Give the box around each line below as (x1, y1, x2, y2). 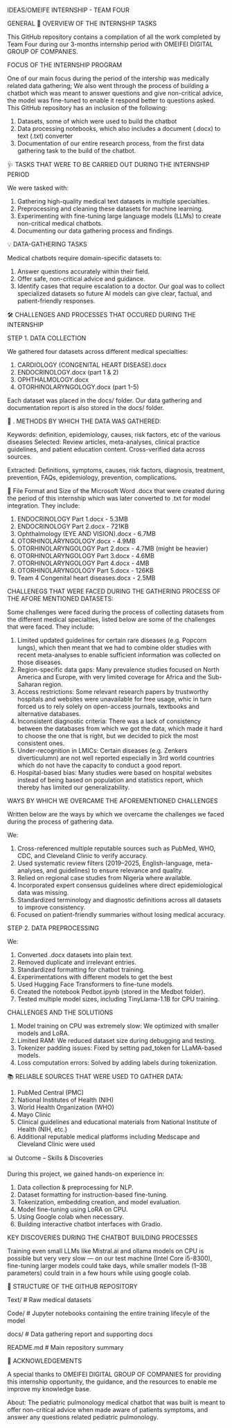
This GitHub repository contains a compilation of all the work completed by (7, 33, 221, 41)
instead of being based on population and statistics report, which (17, 776, 204, 784)
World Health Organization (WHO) (17, 1103, 114, 1111)
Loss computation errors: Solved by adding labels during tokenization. (17, 1059, 217, 1066)
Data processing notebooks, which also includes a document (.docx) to (17, 125, 221, 132)
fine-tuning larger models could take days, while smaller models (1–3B (7, 1262, 208, 1269)
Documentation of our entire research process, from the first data (17, 139, 204, 148)
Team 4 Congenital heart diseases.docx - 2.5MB (17, 574, 156, 582)
